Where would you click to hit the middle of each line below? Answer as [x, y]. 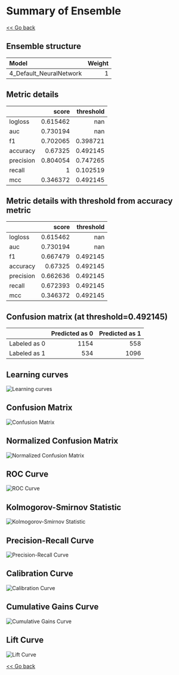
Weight [98, 63]
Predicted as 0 [72, 334]
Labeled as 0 [27, 344]
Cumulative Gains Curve [53, 607]
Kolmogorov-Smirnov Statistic [64, 507]
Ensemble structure [44, 46]
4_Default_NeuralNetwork [46, 73]
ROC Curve [27, 474]
